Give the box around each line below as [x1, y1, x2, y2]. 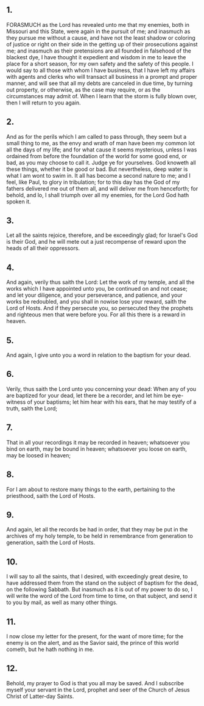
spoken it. [6, 198, 32, 205]
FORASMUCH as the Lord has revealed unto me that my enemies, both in [6, 21, 190, 28]
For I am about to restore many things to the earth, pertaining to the [6, 486, 175, 493]
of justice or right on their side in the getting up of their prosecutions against [6, 40, 198, 48]
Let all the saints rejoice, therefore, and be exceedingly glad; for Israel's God [6, 231, 198, 239]
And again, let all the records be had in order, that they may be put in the [6, 526, 188, 533]
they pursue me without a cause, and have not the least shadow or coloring [6, 34, 196, 42]
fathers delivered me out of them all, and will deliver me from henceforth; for [6, 184, 199, 192]
